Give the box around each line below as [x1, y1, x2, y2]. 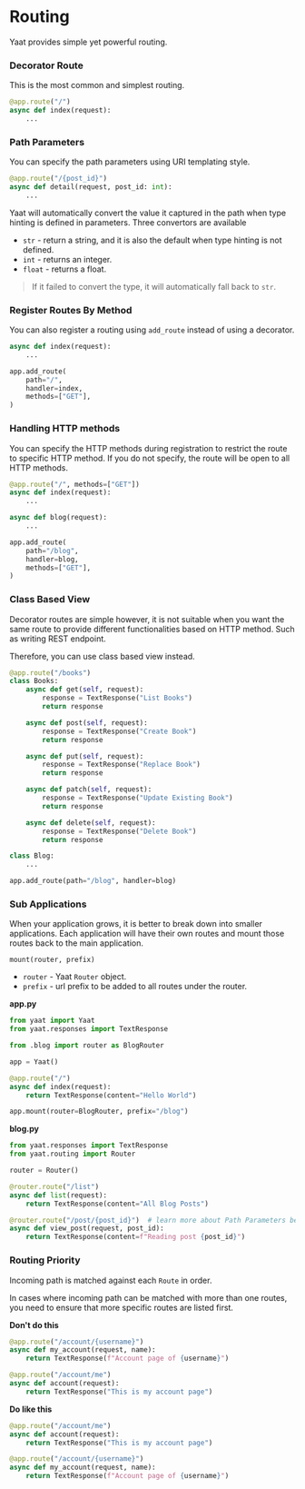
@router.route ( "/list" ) [9, 1182, 100, 1191]
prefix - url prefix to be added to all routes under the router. [22, 981, 248, 992]
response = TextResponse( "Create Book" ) [42, 727, 197, 736]
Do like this [9, 1404, 53, 1415]
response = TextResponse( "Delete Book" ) [42, 827, 197, 836]
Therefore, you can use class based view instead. [9, 650, 195, 661]
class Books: [9, 677, 59, 686]
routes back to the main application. [9, 938, 143, 948]
